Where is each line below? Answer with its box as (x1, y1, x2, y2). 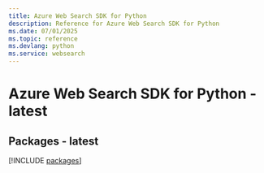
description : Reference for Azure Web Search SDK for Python (8, 19, 220, 28)
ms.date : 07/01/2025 (8, 27, 79, 35)
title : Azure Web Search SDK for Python (8, 11, 148, 20)
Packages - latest (8, 134, 99, 148)
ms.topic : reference (8, 34, 79, 43)
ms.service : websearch (8, 50, 85, 58)
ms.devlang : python (8, 42, 75, 50)
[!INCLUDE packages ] (8, 156, 82, 165)
